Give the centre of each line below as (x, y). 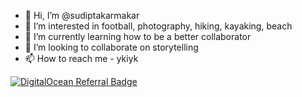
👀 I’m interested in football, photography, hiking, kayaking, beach (158, 26)
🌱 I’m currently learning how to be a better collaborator (138, 36)
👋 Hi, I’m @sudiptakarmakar (82, 15)
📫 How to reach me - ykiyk (81, 58)
